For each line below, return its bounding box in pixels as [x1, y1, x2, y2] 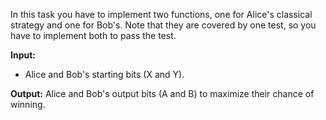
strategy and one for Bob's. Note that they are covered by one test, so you [10, 19, 317, 31]
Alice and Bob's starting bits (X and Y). [24, 69, 185, 80]
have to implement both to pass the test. [10, 30, 177, 41]
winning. [10, 99, 46, 110]
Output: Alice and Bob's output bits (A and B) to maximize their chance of [10, 88, 315, 99]
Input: [10, 49, 36, 61]
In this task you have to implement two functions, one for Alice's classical [10, 9, 313, 20]
